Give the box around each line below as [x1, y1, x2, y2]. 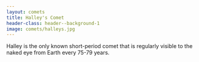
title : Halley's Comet [6, 15, 64, 21]
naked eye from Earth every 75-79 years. [6, 49, 110, 57]
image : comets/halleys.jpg [6, 26, 75, 32]
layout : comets [6, 9, 45, 15]
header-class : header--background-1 [6, 20, 100, 26]
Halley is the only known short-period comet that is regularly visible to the [6, 43, 193, 50]
